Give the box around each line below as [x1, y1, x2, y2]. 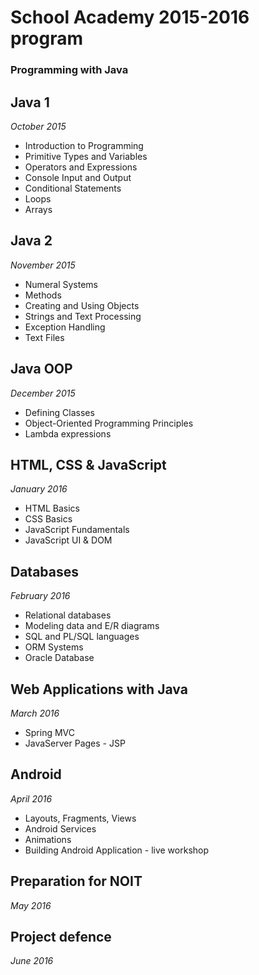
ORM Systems [24, 641, 84, 653]
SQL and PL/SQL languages [24, 631, 140, 643]
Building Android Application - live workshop [24, 844, 210, 856]
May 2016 [10, 899, 52, 911]
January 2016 [10, 483, 68, 495]
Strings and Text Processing [24, 310, 142, 322]
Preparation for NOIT [10, 873, 143, 890]
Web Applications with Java [10, 681, 188, 698]
